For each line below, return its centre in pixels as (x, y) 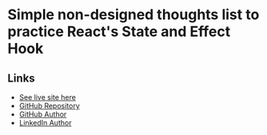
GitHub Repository (50, 106)
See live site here (48, 97)
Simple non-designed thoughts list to (133, 15)
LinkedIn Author (45, 123)
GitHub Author (43, 114)
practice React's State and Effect (119, 32)
